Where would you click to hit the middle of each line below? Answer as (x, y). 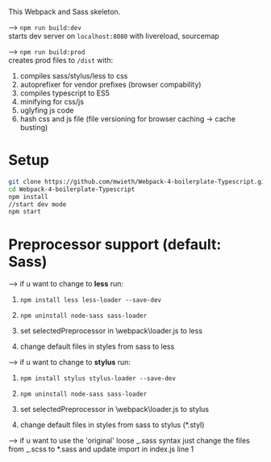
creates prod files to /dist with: (61, 60)
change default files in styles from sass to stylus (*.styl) (112, 425)
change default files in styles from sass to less (97, 346)
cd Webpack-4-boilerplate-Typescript (72, 189)
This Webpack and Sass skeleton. (65, 12)
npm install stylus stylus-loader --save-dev (98, 379)
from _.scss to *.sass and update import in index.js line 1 (101, 449)
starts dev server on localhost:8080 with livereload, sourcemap (114, 36)
